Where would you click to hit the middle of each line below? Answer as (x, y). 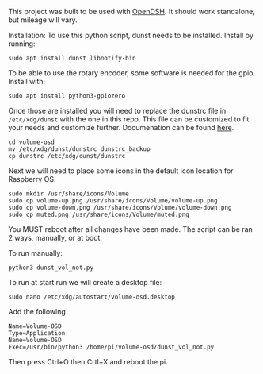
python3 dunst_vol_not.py (51, 268)
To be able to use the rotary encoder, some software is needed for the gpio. (132, 73)
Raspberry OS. (32, 179)
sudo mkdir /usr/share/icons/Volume (69, 194)
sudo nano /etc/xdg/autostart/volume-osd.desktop (92, 297)
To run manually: (36, 253)
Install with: (27, 81)
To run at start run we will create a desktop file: (85, 282)
